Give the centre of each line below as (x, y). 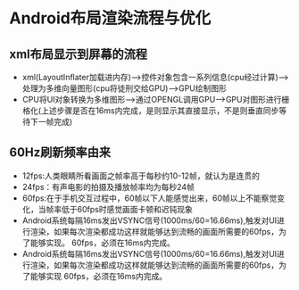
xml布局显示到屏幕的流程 (79, 54)
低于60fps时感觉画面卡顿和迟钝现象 (127, 209)
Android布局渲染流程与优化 (110, 18)
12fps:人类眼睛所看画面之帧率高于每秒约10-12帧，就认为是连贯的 (141, 176)
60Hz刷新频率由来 (60, 153)
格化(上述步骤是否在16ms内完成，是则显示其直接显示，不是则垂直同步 (150, 111)
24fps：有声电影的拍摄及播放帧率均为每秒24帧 (108, 186)
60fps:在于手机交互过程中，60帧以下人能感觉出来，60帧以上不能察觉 (149, 198)
